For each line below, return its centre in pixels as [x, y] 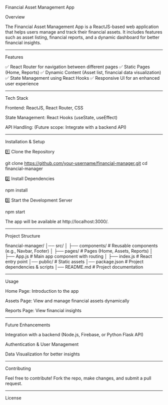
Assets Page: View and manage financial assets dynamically [67, 301]
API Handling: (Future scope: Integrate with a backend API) [66, 127]
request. [14, 383]
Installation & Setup [25, 142]
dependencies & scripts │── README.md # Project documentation [74, 267]
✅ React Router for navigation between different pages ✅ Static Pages [77, 67]
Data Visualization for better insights [42, 354]
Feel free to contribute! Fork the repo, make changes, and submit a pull [78, 378]
